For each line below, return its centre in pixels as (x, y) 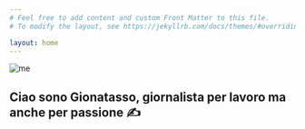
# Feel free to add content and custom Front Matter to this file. (140, 18)
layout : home (34, 43)
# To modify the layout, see (64, 26)
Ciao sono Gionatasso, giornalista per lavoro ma (148, 97)
